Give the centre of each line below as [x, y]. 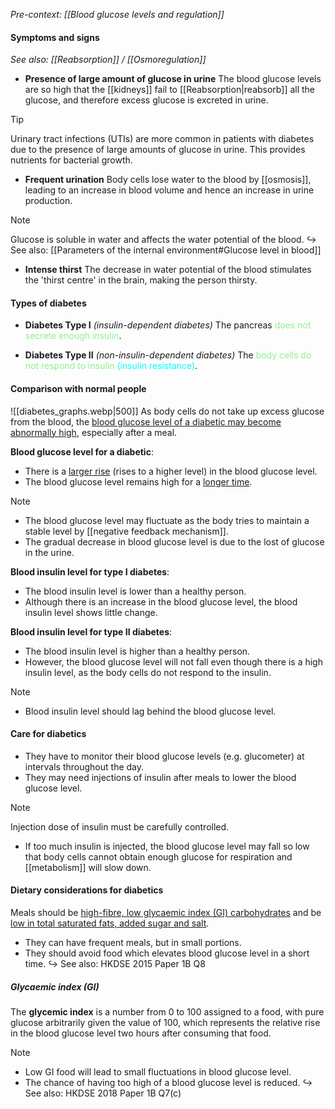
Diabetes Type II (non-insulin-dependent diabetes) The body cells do [168, 355]
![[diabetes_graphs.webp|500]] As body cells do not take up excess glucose [167, 411]
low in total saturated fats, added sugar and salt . [110, 923]
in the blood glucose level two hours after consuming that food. [141, 1033]
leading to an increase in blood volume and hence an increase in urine [169, 190]
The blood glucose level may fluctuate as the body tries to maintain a [167, 520]
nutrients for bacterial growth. [71, 160]
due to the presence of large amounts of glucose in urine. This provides [158, 150]
